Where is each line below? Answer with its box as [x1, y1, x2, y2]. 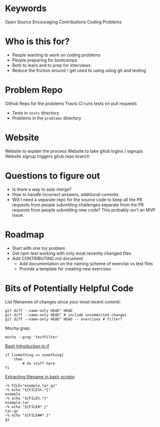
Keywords [5, 3, 47, 14]
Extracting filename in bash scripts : [5, 374, 76, 379]
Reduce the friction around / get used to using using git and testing [12, 67, 146, 73]
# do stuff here [22, 361, 55, 366]
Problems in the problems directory [12, 115, 81, 121]
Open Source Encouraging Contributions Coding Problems [5, 19, 122, 25]
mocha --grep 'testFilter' [5, 334, 60, 340]
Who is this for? [5, 36, 70, 47]
